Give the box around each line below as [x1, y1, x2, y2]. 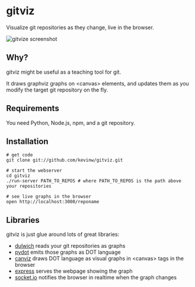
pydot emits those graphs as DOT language [14, 248, 121, 256]
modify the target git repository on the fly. [6, 86, 108, 93]
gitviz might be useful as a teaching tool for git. [6, 68, 122, 75]
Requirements [6, 103, 59, 113]
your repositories [6, 183, 52, 190]
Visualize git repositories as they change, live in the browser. [6, 24, 154, 31]
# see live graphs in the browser [6, 194, 92, 200]
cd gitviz [6, 173, 31, 179]
